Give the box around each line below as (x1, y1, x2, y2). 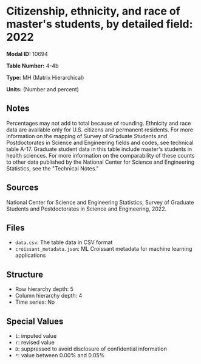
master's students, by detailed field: (6, 17, 193, 31)
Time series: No (15, 298, 55, 306)
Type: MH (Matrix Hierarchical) (6, 74, 84, 81)
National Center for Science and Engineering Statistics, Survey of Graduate (6, 198, 194, 206)
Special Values (6, 316, 64, 326)
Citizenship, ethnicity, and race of (6, 4, 180, 18)
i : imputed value (15, 332, 57, 339)
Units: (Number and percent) (6, 85, 79, 93)
